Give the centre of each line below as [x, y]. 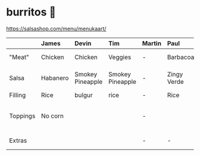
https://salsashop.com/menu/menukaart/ [56, 29]
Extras [18, 141]
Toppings [22, 116]
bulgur [84, 95]
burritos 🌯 [31, 12]
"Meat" [19, 57]
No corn [52, 116]
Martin [152, 43]
